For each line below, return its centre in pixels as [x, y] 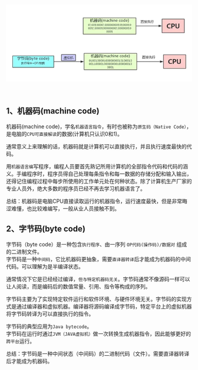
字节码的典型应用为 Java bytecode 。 [49, 326]
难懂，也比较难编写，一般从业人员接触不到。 [65, 208]
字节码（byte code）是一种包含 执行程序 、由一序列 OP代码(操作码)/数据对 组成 [97, 244]
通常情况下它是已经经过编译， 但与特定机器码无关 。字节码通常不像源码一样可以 [98, 279]
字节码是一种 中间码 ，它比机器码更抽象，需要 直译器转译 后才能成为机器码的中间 [99, 259]
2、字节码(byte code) [46, 229]
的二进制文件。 [24, 251]
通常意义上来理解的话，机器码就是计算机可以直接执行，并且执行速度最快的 [96, 146]
